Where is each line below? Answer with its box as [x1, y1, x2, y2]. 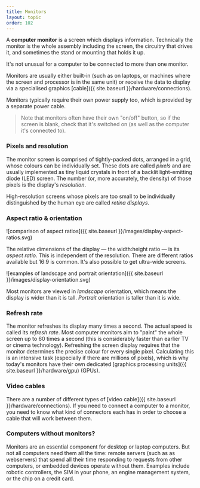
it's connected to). [20, 127, 66, 135]
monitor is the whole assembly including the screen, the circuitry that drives [6, 42, 193, 50]
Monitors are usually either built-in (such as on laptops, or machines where [6, 72, 191, 80]
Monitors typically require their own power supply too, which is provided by [6, 96, 192, 103]
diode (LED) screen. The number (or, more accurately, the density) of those [6, 175, 192, 182]
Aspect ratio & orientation [6, 213, 82, 222]
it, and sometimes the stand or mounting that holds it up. [6, 49, 145, 56]
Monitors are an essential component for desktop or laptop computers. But [6, 443, 190, 450]
